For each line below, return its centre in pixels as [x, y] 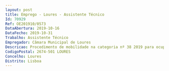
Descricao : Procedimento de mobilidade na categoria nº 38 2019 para [80, 47]
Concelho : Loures [23, 56]
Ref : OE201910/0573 [26, 24]
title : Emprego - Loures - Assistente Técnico [55, 14]
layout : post [19, 10]
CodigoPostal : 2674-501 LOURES [38, 51]
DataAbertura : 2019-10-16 [32, 28]
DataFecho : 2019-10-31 [29, 33]
